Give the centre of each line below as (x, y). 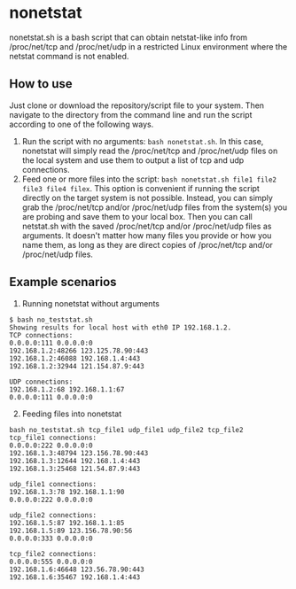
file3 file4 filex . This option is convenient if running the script (140, 188)
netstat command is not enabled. (69, 56)
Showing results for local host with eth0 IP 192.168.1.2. (121, 327)
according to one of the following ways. (82, 124)
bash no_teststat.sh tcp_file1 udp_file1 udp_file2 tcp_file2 (126, 430)
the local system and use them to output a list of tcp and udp (133, 160)
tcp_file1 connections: (53, 438)
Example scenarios (63, 282)
